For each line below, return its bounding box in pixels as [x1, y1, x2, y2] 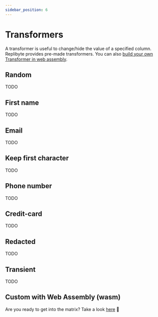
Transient [5, 265, 36, 273]
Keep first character [5, 154, 69, 163]
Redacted [5, 237, 36, 246]
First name [5, 98, 39, 107]
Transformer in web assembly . [5, 56, 68, 62]
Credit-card [5, 210, 42, 218]
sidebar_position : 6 [5, 7, 48, 13]
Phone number [5, 182, 52, 190]
